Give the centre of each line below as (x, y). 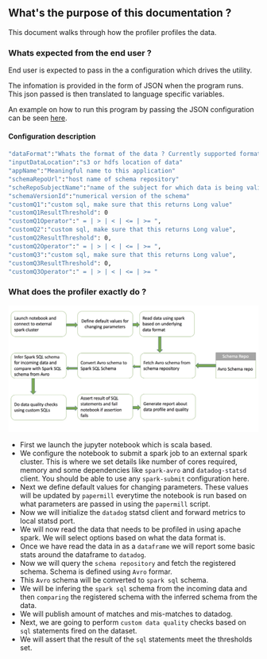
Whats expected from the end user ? (80, 53)
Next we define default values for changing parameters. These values (134, 487)
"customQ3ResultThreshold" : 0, (60, 263)
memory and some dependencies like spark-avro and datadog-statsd (133, 470)
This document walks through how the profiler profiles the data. (112, 32)
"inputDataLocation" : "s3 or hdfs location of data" (95, 162)
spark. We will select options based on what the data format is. (123, 538)
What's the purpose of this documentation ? (120, 13)
